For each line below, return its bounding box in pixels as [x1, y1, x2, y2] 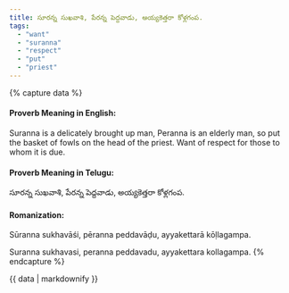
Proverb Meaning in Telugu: [9, 167, 114, 178]
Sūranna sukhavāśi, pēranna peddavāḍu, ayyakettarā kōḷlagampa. [9, 230, 252, 240]
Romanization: [9, 209, 65, 220]
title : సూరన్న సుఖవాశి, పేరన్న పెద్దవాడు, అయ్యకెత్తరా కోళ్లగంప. [9, 13, 203, 22]
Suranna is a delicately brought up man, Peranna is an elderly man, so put [9, 128, 281, 138]
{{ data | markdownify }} [9, 273, 99, 284]
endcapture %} [9, 256, 65, 267]
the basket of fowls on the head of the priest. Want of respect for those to [9, 138, 281, 148]
